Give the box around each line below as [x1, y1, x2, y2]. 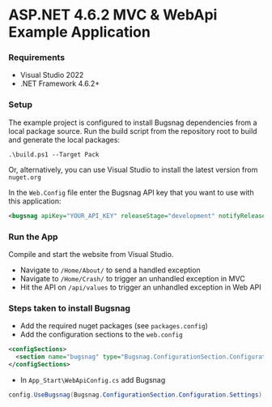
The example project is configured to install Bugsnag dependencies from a [8, 118, 257, 127]
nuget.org [8, 173, 42, 182]
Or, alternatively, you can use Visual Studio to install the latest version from [8, 165, 258, 174]
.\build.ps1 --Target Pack [8, 150, 100, 159]
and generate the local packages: [8, 135, 120, 144]
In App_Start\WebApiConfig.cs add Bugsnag [19, 375, 166, 384]
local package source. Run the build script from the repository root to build [8, 126, 257, 135]
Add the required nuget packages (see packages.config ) [19, 321, 208, 331]
